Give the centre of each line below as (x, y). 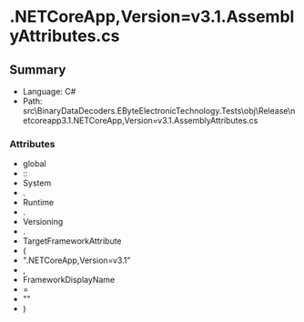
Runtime (38, 203)
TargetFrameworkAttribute (72, 241)
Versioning (43, 222)
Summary (38, 70)
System (37, 183)
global (35, 164)
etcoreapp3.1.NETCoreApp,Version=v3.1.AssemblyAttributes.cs (140, 121)
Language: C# (49, 91)
